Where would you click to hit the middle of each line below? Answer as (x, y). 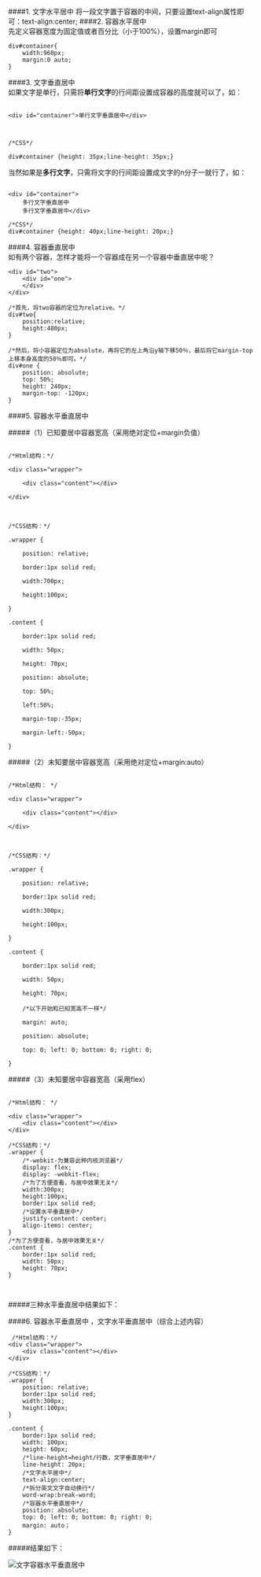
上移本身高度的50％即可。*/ (48, 359)
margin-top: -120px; (56, 393)
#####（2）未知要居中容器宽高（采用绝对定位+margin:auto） (108, 762)
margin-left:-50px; (54, 733)
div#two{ (22, 315)
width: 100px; (45, 1442)
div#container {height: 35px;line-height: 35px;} (91, 157)
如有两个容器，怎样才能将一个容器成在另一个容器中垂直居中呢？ (111, 257)
